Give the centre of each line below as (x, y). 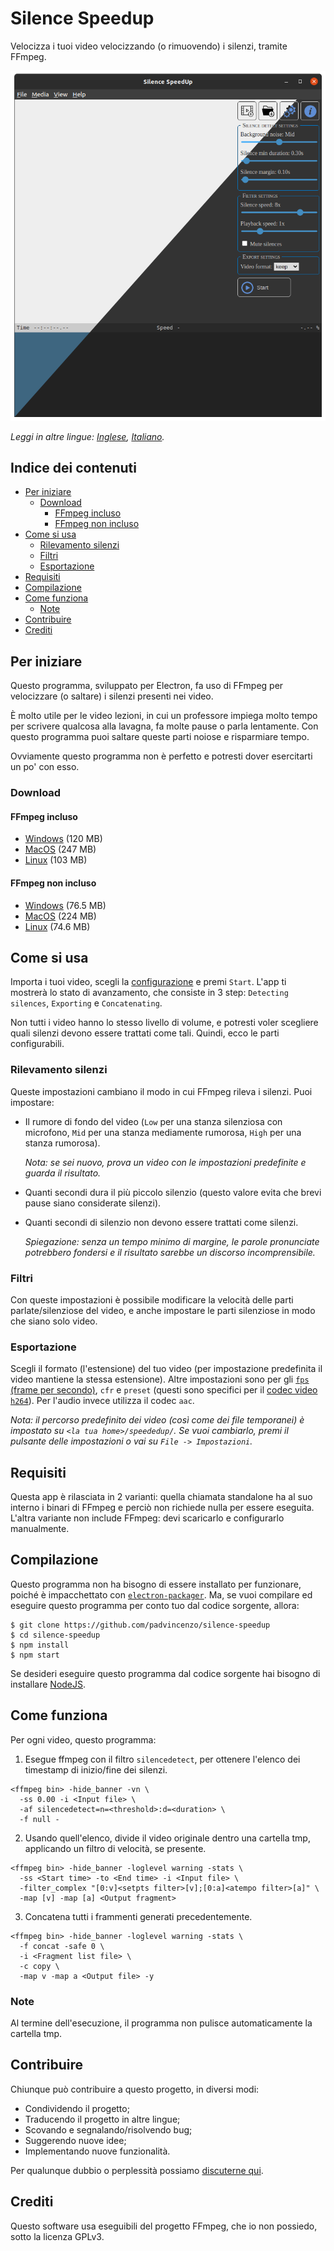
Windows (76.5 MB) (65, 905)
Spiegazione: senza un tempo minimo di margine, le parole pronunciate (172, 1241)
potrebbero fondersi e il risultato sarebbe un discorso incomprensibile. (170, 1252)
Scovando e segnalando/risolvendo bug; (108, 2129)
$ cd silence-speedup (55, 1635)
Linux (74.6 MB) (57, 926)
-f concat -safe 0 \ (62, 1946)
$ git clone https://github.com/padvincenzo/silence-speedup (140, 1625)
